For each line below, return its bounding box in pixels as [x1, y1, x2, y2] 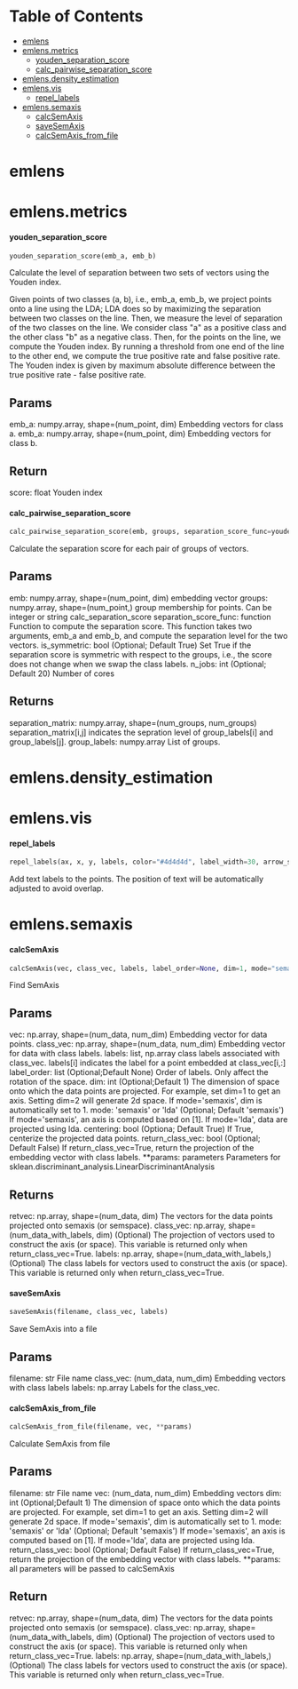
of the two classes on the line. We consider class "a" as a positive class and [9, 323, 286, 333]
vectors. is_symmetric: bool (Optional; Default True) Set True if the [9, 640, 252, 650]
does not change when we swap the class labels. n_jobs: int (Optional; [9, 658, 267, 669]
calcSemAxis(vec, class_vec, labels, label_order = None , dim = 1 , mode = [9, 964, 272, 973]
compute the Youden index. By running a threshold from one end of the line [9, 341, 286, 352]
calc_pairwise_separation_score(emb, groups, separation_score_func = [9, 527, 272, 537]
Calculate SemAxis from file [9, 1438, 111, 1449]
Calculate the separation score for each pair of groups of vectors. [9, 544, 249, 554]
